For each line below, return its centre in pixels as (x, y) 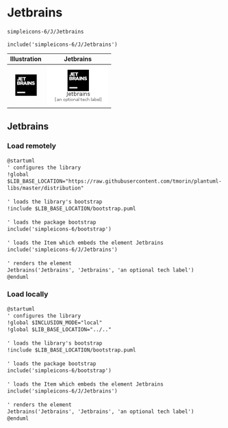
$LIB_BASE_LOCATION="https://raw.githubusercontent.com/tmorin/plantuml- (115, 181)
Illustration (26, 59)
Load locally (28, 294)
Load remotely (32, 146)
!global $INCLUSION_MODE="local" (55, 323)
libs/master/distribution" (46, 188)
